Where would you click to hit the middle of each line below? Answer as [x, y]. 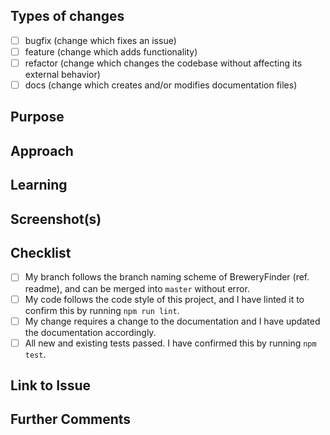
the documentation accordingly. [90, 332]
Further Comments [71, 419]
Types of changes [67, 16]
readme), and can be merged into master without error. [137, 288]
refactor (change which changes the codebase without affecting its [163, 63]
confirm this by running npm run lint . [102, 310]
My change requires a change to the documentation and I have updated [172, 321]
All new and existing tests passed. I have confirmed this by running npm [170, 343]
